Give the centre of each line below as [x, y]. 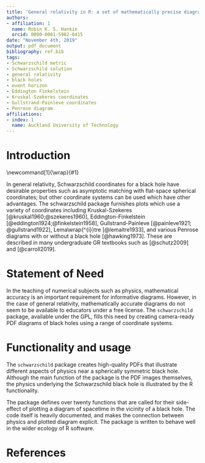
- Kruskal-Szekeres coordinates [47, 97]
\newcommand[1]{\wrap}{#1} [43, 173]
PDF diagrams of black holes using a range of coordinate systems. [90, 323]
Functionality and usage [69, 348]
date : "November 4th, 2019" [42, 40]
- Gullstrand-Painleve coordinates [52, 102]
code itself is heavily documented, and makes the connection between [95, 415]
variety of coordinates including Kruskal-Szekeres [69, 210]
